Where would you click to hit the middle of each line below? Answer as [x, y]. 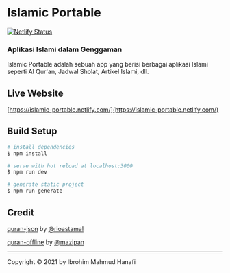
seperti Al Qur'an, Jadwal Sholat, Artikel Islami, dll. [78, 72]
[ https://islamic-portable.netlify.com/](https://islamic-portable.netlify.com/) [113, 110]
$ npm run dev [27, 172]
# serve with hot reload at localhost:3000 [70, 166]
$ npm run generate [35, 191]
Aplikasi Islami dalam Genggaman [65, 49]
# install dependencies [41, 147]
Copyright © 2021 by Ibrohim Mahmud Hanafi [71, 261]
